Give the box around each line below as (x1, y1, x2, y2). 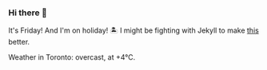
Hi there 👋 (8, 7, 48, 18)
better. (8, 37, 30, 47)
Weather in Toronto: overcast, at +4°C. (8, 52, 136, 62)
